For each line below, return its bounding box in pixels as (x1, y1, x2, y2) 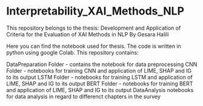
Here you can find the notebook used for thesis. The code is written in (6, 42, 182, 50)
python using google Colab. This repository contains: (6, 48, 139, 56)
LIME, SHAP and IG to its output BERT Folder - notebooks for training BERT (6, 80, 193, 87)
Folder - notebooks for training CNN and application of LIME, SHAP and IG (6, 67, 192, 74)
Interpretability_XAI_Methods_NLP (6, 4, 185, 18)
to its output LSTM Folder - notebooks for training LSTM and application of (6, 73, 193, 81)
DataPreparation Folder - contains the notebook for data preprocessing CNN (6, 61, 198, 68)
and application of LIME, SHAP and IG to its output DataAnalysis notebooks (6, 86, 194, 93)
